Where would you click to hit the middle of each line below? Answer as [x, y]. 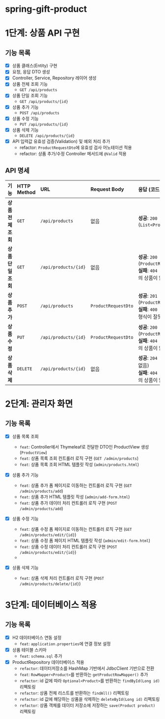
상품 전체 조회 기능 [30, 84]
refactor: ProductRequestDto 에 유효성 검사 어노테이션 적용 [76, 147]
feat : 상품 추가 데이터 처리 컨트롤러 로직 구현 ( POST [68, 503]
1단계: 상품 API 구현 [42, 33]
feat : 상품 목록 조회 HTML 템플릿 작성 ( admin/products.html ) [79, 464]
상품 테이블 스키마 [29, 650]
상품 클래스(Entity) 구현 [35, 66]
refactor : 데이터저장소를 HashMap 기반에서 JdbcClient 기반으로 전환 [87, 668]
